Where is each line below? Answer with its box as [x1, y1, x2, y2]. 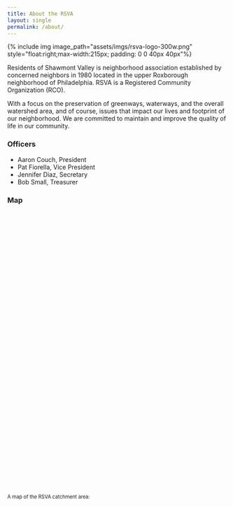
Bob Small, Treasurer [17, 177, 78, 186]
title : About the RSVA [7, 10, 73, 18]
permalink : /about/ [7, 23, 64, 30]
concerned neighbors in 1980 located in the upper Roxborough [7, 71, 189, 79]
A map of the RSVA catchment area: [7, 493, 90, 500]
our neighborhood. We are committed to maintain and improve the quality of [7, 114, 226, 123]
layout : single [7, 17, 52, 24]
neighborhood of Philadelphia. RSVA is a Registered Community [7, 79, 191, 87]
